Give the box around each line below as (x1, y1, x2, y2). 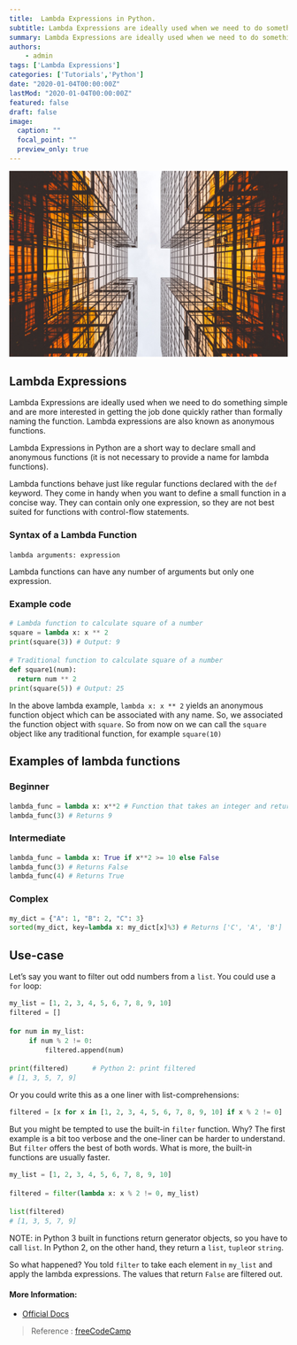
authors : (9, 42, 42, 51)
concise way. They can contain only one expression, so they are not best (9, 497, 275, 508)
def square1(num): (9, 665, 77, 674)
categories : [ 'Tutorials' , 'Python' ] (9, 71, 144, 80)
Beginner (9, 780, 50, 793)
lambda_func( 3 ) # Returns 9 (9, 811, 113, 820)
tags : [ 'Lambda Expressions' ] (9, 61, 121, 70)
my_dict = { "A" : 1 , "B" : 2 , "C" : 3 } (9, 914, 144, 923)
